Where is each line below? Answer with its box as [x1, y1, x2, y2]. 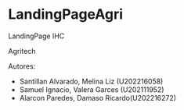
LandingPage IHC [8, 31, 65, 41]
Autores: [8, 61, 36, 71]
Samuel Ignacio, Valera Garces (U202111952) [19, 84, 164, 94]
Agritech [8, 46, 36, 55]
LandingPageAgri [8, 5, 124, 23]
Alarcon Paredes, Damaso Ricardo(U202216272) [19, 93, 177, 102]
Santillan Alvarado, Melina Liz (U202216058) [19, 76, 164, 86]
